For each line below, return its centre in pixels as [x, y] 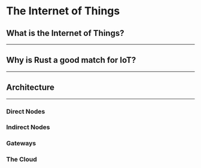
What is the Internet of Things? [65, 33]
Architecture [31, 88]
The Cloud [22, 160]
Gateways [21, 143]
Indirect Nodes [28, 127]
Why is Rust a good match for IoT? [71, 60]
